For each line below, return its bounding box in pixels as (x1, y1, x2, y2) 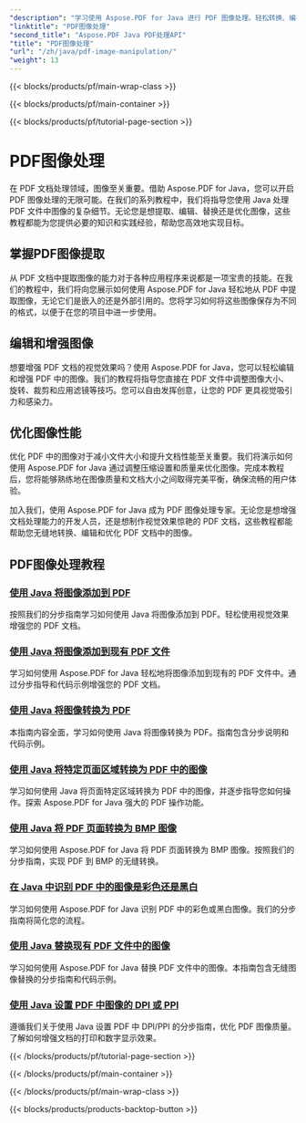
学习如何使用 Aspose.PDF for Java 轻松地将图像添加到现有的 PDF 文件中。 (9, 668, 289, 679)
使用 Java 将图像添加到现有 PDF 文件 (9, 645, 170, 658)
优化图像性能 (9, 425, 82, 441)
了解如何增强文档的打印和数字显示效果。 (9, 1033, 161, 1044)
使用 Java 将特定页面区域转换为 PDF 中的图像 (9, 763, 208, 775)
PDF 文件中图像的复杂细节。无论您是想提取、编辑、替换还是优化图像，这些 (9, 205, 291, 216)
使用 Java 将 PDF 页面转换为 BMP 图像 (9, 822, 178, 835)
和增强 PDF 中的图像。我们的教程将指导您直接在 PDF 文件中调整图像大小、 (9, 373, 290, 384)
